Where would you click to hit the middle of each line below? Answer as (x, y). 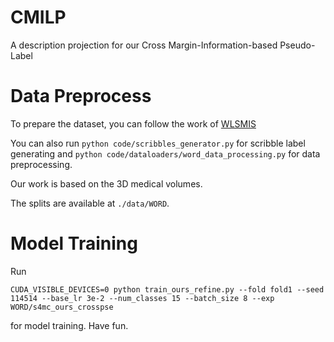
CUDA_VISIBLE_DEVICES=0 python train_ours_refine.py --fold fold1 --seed (167, 289)
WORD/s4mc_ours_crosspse (62, 307)
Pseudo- (297, 45)
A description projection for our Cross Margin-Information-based (144, 45)
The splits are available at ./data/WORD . (90, 203)
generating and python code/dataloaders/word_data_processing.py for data (165, 153)
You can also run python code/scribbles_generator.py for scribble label (158, 143)
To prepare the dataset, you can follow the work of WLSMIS (133, 123)
